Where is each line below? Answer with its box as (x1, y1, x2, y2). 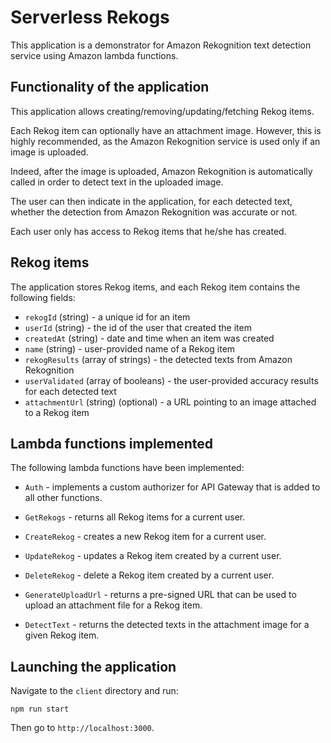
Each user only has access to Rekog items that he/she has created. (10, 225, 287, 237)
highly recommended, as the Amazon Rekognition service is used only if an (10, 135, 321, 147)
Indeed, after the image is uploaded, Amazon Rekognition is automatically (10, 165, 313, 177)
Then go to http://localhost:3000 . (10, 722, 155, 734)
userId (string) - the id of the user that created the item (24, 321, 252, 333)
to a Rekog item (24, 406, 90, 418)
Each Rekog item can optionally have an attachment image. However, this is (10, 124, 322, 136)
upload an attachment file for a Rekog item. (24, 599, 203, 611)
